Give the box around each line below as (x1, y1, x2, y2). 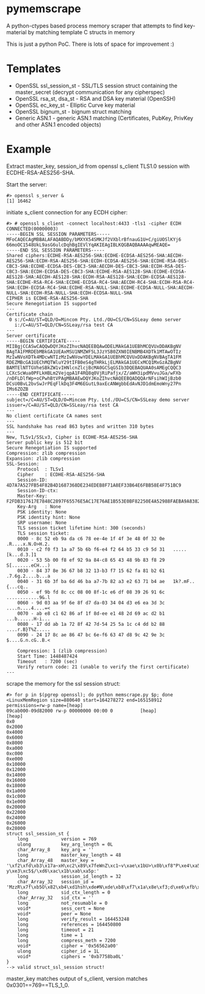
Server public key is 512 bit (6, 439, 84, 446)
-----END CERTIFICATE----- (6, 391, 75, 397)
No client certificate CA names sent (6, 413, 103, 419)
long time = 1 (17, 932, 84, 938)
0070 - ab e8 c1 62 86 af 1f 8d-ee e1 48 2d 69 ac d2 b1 (17, 610, 165, 617)
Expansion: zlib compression (6, 455, 81, 462)
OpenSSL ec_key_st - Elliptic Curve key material (15, 101, 135, 109)
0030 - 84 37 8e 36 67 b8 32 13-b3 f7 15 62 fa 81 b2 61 (17, 567, 165, 574)
